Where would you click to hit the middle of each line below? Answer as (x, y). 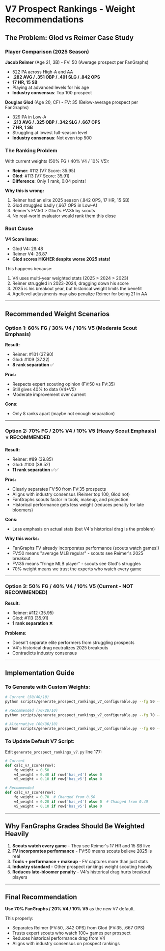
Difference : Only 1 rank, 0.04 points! (49, 181)
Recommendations (44, 19)
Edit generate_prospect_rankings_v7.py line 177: (54, 752)
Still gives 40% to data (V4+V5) (44, 390)
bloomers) (23, 510)
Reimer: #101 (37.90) (33, 354)
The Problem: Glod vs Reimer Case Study (69, 38)
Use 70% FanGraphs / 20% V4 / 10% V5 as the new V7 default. (70, 909)
